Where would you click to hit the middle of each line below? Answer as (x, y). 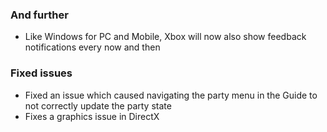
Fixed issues (41, 73)
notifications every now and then (92, 47)
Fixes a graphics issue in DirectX (92, 116)
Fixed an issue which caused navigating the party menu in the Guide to (171, 95)
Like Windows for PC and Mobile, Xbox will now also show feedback (165, 37)
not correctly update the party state (98, 105)
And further (39, 15)
